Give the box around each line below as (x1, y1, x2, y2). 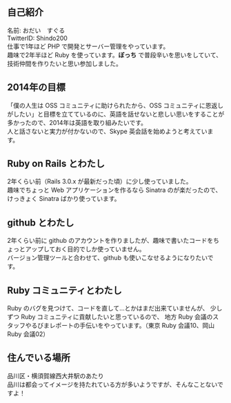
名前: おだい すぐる (7, 26, 66, 35)
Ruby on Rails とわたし (7, 158, 106, 170)
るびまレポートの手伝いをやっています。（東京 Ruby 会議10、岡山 (30, 322, 215, 330)
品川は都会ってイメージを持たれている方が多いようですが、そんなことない (7, 380, 218, 389)
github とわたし (7, 217, 74, 228)
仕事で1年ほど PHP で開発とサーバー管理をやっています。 (7, 42, 170, 50)
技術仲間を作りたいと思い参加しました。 (7, 59, 122, 68)
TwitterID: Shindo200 (7, 34, 68, 42)
